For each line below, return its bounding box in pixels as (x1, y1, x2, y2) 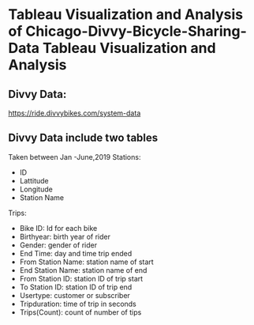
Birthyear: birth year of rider (19, 232, 111, 241)
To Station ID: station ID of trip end (19, 282, 133, 292)
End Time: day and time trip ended (19, 248, 133, 258)
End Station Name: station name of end (19, 265, 148, 274)
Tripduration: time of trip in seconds (19, 299, 136, 308)
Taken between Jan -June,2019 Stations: (8, 152, 141, 161)
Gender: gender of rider (19, 240, 97, 250)
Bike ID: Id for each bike (19, 223, 98, 232)
